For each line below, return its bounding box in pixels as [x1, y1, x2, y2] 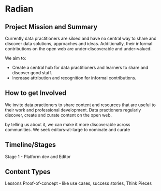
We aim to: [5, 55, 27, 61]
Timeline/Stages [5, 141, 56, 149]
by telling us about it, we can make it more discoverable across [5, 121, 131, 127]
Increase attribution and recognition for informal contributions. [12, 75, 136, 80]
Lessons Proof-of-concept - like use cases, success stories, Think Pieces [5, 180, 152, 186]
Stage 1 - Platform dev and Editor [5, 154, 71, 159]
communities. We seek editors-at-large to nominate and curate [5, 127, 130, 132]
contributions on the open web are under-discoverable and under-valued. [5, 46, 152, 51]
